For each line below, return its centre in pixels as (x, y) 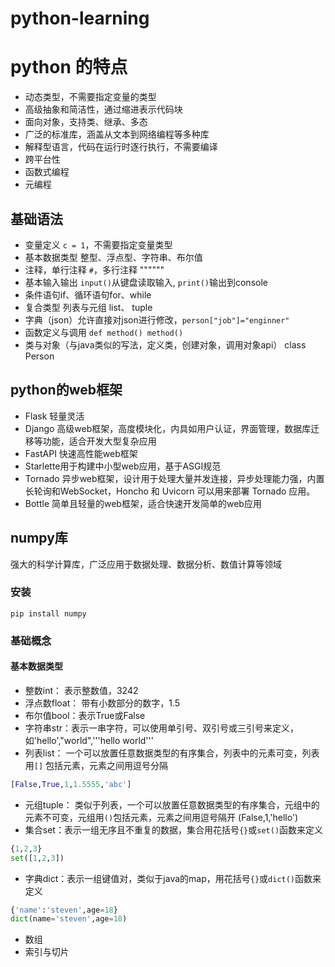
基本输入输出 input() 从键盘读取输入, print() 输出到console (146, 282)
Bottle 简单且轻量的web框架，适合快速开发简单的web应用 (143, 503)
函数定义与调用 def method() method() (104, 332)
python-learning (80, 18)
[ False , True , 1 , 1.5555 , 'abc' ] (71, 784)
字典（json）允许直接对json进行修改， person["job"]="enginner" (157, 319)
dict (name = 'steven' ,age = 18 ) (69, 919)
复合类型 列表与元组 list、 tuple (88, 307)
